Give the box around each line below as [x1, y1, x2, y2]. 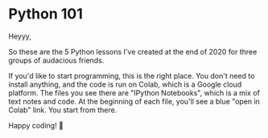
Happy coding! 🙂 [8, 120, 64, 130]
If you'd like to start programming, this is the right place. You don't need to [8, 71, 255, 80]
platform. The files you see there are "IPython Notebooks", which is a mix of [8, 87, 260, 97]
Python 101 [8, 5, 83, 23]
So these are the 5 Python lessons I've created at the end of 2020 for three [8, 47, 258, 56]
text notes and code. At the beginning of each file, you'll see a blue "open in [8, 96, 260, 106]
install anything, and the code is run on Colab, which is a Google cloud [8, 79, 242, 89]
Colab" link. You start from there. [8, 105, 118, 115]
